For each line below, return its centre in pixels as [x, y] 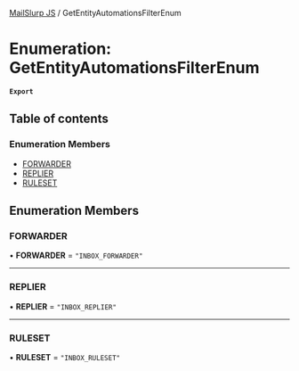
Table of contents [59, 119]
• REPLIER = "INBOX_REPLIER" [63, 306]
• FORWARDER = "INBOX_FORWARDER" [76, 256]
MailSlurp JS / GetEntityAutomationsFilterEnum [95, 13]
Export [21, 91]
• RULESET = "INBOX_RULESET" [65, 357]
